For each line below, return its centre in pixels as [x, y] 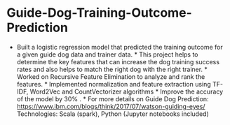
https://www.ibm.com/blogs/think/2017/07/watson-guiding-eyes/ [111, 106]
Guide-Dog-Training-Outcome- [99, 13]
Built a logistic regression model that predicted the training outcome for [120, 47]
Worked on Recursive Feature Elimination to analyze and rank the [111, 76]
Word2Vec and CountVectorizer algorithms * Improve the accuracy [127, 91]
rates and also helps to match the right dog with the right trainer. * [112, 69]
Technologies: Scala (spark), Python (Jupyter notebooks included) [113, 114]
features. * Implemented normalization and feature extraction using [114, 84]
